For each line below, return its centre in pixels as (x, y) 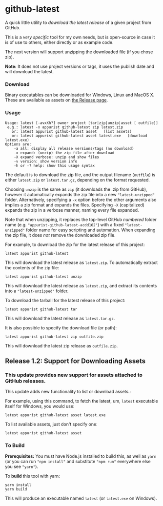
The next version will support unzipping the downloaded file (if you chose (79, 52)
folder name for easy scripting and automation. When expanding (91, 230)
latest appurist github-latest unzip (43, 277)
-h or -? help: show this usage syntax (54, 165)
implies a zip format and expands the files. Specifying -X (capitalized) (75, 205)
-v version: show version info (46, 161)
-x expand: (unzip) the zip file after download (64, 153)
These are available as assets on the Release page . (57, 100)
